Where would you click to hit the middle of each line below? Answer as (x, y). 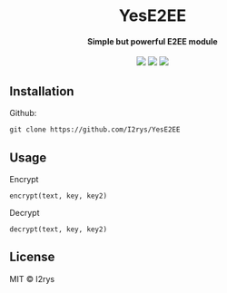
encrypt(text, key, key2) (58, 196)
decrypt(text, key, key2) (58, 230)
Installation (42, 91)
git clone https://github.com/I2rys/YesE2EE (95, 130)
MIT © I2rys (32, 278)
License (32, 257)
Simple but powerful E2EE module (153, 41)
